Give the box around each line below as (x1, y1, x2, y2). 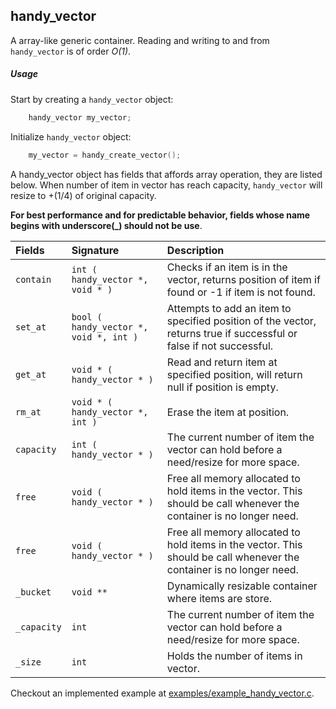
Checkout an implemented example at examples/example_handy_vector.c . (10, 687, 315, 699)
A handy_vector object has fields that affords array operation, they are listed (10, 168, 323, 180)
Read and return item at (166, 355, 278, 369)
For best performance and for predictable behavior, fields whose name (10, 209, 311, 221)
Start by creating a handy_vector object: (10, 93, 174, 105)
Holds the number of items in (166, 649, 303, 663)
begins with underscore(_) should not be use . (10, 219, 203, 231)
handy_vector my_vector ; (28, 112, 132, 123)
